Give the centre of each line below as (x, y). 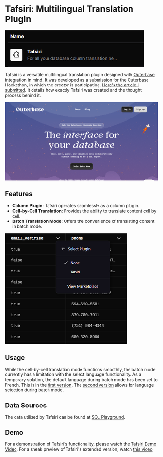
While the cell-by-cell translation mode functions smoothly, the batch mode (81, 370)
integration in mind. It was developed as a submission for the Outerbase (77, 80)
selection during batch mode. (34, 390)
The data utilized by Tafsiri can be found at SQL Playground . (65, 417)
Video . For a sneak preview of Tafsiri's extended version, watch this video (79, 449)
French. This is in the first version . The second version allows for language (80, 385)
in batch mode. (27, 226)
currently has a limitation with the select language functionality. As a (73, 374)
